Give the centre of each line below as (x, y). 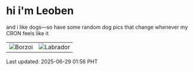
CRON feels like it (28, 33)
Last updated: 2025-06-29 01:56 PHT (52, 61)
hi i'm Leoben (40, 11)
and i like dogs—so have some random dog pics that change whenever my (97, 27)
